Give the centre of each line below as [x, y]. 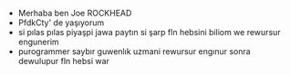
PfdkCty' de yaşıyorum [61, 23]
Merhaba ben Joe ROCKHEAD [75, 13]
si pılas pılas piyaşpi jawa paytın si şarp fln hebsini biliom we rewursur [149, 32]
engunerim [38, 42]
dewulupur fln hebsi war [63, 61]
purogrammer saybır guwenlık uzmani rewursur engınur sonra [134, 52]
